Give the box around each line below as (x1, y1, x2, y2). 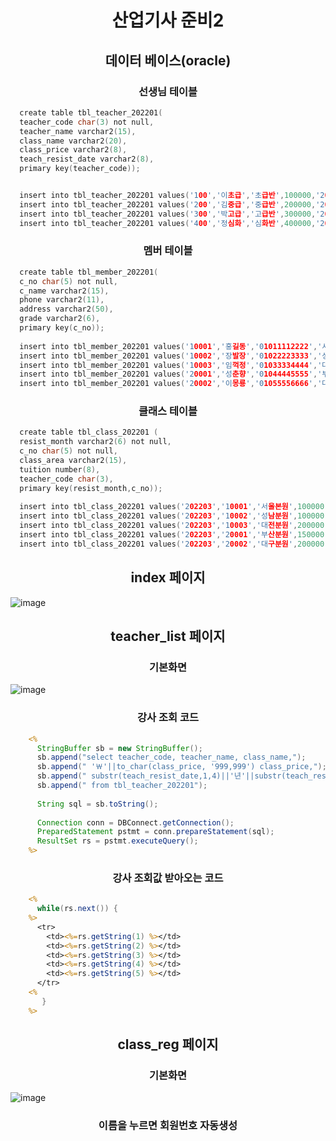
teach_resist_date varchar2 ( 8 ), (19, 154, 155, 165)
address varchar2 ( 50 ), (19, 304, 114, 315)
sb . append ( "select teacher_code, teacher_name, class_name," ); (36, 752, 307, 763)
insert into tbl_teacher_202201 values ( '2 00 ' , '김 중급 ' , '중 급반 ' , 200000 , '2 (19, 199, 325, 210)
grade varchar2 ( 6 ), (19, 314, 101, 324)
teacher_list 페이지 (110, 628, 226, 645)
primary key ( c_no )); (19, 323, 105, 333)
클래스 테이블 (138, 404, 198, 418)
